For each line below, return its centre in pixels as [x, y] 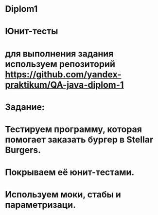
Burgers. [23, 150]
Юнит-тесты [32, 31]
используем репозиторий [60, 64]
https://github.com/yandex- [63, 74]
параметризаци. [41, 205]
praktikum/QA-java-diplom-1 [64, 85]
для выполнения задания [59, 53]
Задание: [25, 107]
